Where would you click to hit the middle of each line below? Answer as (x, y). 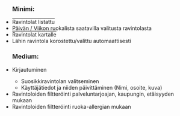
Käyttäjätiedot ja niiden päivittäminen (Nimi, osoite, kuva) (92, 87)
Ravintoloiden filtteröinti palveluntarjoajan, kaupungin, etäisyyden (93, 94)
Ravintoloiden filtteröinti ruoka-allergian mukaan (71, 106)
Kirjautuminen (29, 69)
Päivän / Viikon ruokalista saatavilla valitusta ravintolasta (82, 28)
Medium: (25, 57)
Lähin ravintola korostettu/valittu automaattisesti (71, 41)
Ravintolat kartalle (34, 35)
